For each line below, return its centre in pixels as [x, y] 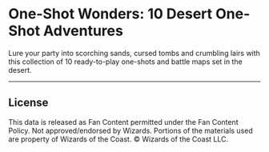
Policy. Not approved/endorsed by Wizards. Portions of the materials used [131, 130]
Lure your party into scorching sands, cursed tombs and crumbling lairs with [134, 53]
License [28, 103]
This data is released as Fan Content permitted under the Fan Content [123, 122]
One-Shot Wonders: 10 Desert [110, 14]
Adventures [83, 31]
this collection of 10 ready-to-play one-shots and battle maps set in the [125, 62]
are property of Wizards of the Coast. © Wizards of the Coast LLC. [118, 139]
